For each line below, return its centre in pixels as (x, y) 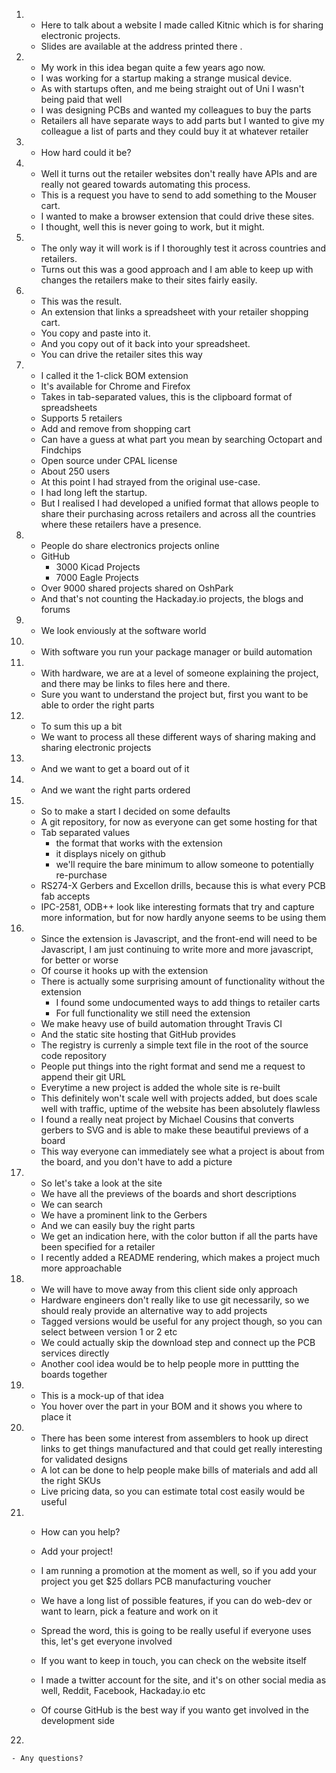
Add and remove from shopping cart (115, 428)
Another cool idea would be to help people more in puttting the (170, 1363)
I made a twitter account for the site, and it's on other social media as (183, 1680)
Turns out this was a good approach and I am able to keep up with (177, 269)
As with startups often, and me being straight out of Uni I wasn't (172, 88)
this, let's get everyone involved (106, 1641)
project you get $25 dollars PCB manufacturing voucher (156, 1581)
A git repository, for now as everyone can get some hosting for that (179, 822)
